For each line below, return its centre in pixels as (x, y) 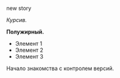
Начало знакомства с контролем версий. (60, 68)
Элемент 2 (29, 50)
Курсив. (17, 20)
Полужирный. (25, 32)
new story (19, 8)
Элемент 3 (29, 56)
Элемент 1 (29, 44)
